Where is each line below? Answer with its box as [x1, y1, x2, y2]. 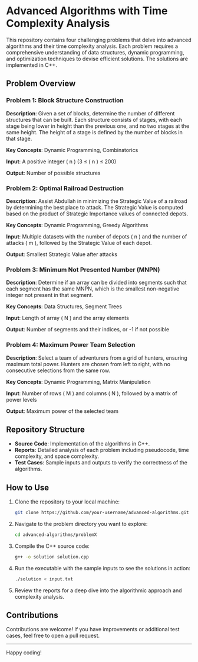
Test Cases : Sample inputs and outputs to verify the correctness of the [14, 459, 187, 466]
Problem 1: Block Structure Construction [6, 96, 124, 105]
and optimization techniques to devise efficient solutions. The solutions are [6, 55, 189, 62]
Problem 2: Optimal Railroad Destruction [6, 184, 124, 192]
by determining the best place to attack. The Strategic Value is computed [6, 204, 184, 211]
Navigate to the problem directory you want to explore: [14, 521, 148, 528]
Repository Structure [6, 424, 85, 434]
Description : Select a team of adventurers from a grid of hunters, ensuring [6, 354, 187, 361]
